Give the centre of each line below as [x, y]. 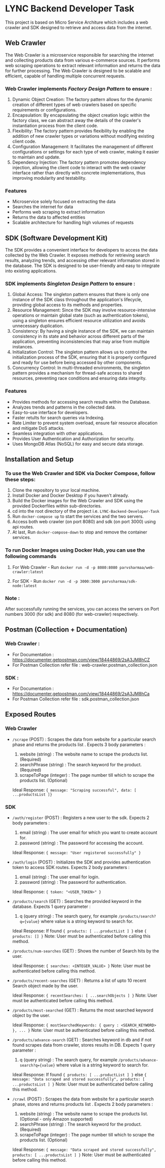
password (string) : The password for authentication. [73, 882]
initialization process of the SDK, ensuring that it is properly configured [84, 357]
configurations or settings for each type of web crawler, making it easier [85, 152]
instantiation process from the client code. [55, 126]
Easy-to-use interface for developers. [50, 412]
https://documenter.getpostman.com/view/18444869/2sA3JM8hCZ [81, 660]
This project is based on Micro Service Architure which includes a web [77, 22]
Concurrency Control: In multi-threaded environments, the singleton [81, 368]
